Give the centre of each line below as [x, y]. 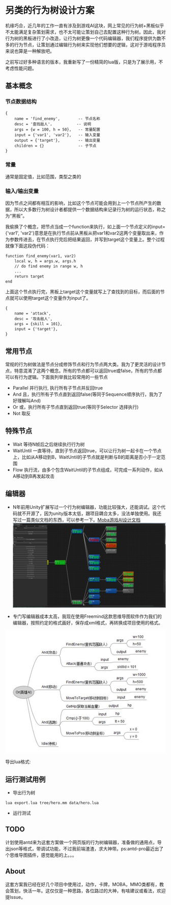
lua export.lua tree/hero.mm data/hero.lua [52, 803]
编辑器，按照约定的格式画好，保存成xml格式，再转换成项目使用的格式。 [88, 623]
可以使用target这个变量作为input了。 [52, 298]
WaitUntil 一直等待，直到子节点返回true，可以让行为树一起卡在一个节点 [87, 450]
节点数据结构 [21, 101]
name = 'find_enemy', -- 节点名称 [58, 119]
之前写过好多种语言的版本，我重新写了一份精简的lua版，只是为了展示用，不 [84, 62]
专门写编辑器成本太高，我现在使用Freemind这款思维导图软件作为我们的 [87, 616]
